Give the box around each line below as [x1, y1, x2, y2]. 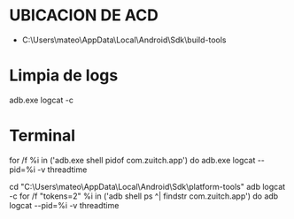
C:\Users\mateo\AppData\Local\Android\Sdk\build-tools [21, 34, 227, 45]
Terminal [9, 125, 76, 146]
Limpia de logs [9, 65, 119, 86]
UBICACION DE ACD [9, 5, 159, 26]
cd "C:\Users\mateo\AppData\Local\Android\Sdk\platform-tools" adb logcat [9, 181, 286, 192]
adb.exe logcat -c [9, 94, 73, 105]
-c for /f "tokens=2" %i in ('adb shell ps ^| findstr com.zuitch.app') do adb [9, 191, 279, 201]
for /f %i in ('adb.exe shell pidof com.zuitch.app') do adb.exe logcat [9, 155, 256, 165]
